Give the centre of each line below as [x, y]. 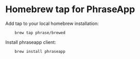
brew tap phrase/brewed [40, 33]
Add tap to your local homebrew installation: [52, 23]
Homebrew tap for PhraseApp [70, 9]
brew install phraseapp [40, 51]
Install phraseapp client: [31, 42]
